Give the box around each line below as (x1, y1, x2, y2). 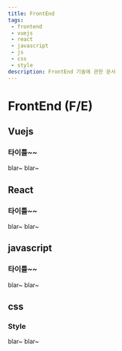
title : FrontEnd (8, 10, 55, 17)
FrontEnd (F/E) (8, 98, 93, 114)
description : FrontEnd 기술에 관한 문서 (8, 68, 116, 75)
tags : (8, 17, 24, 24)
